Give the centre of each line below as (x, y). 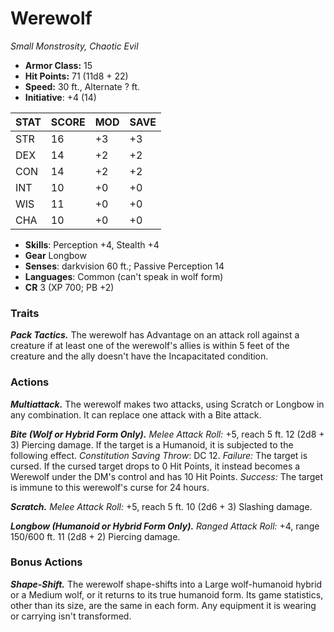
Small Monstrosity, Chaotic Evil (74, 46)
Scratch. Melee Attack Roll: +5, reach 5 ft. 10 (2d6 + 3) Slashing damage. (161, 506)
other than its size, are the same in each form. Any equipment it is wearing (163, 605)
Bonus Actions (46, 562)
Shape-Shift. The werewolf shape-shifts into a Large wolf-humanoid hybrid (166, 584)
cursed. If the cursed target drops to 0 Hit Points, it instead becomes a (155, 466)
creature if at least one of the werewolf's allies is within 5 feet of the (150, 346)
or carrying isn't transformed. (71, 616)
